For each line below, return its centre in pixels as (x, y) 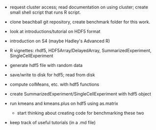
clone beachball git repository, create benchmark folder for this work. (80, 22)
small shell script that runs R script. (45, 12)
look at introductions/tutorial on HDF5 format (55, 31)
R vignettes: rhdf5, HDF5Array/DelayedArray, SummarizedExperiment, (80, 50)
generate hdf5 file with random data (46, 65)
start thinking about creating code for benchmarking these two (80, 113)
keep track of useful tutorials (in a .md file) (52, 122)
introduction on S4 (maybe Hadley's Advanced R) (60, 41)
